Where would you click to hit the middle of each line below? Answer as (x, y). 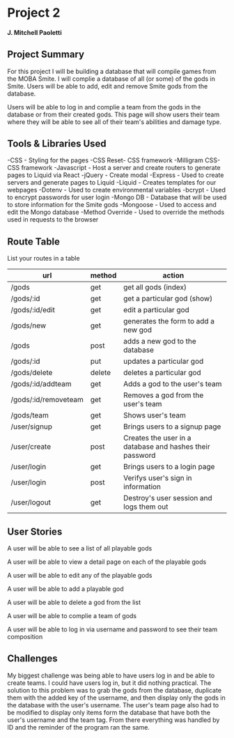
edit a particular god (156, 310)
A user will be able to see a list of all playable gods (80, 548)
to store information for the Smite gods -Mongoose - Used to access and (112, 205)
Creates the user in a (157, 438)
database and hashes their (166, 447)
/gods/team (30, 415)
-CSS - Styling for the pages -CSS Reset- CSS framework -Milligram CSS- (114, 160)
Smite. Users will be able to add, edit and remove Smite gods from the (108, 86)
